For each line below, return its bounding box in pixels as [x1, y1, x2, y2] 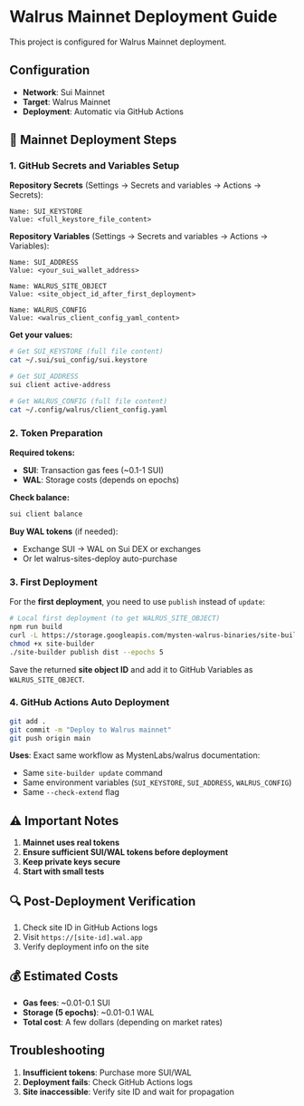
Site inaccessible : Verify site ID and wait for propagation [22, 1086, 235, 1097]
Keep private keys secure [22, 857, 120, 868]
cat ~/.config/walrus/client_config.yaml [9, 405, 168, 414]
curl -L [9, 630, 39, 640]
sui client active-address [9, 381, 111, 390]
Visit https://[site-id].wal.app [22, 932, 143, 943]
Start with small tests [22, 866, 105, 877]
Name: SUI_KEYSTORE [9, 207, 83, 217]
